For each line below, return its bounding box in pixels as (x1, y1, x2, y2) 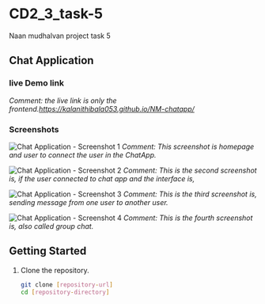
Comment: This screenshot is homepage (122, 142, 255, 151)
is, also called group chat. (9, 221, 94, 230)
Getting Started (9, 245, 87, 258)
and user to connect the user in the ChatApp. (9, 150, 157, 159)
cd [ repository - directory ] (20, 288, 110, 296)
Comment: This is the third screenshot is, (123, 189, 257, 199)
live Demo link (9, 78, 64, 89)
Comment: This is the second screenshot (123, 165, 257, 175)
